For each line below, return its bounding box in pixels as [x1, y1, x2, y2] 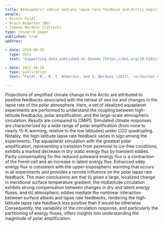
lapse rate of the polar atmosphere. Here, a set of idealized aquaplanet [5, 102, 147, 108]
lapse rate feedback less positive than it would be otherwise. [21, 200, 142, 206]
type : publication [9, 70, 47, 75]
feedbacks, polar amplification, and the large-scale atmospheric [21, 113, 149, 118]
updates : [5, 39, 23, 44]
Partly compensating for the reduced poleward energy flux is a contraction [5, 154, 154, 159]
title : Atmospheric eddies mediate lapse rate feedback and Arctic [5, 7, 145, 12]
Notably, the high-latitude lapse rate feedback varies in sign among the [5, 133, 147, 139]
